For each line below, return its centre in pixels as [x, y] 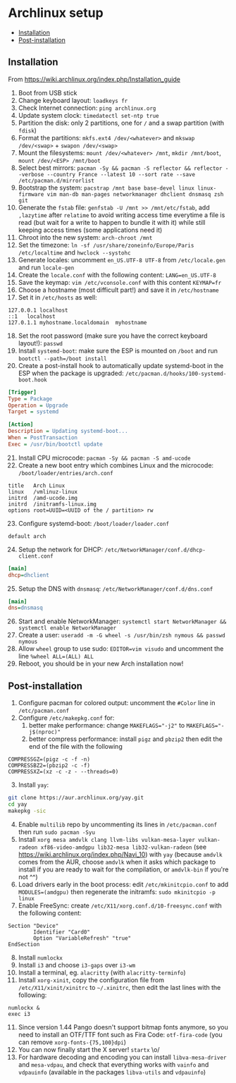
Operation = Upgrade [38, 405]
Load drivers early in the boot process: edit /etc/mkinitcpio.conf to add [123, 884]
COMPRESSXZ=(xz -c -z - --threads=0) [63, 772]
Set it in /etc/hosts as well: [57, 297]
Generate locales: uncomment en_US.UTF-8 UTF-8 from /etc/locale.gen [122, 259]
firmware [31, 194]
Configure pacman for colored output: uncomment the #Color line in [117, 703]
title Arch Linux [37, 485]
